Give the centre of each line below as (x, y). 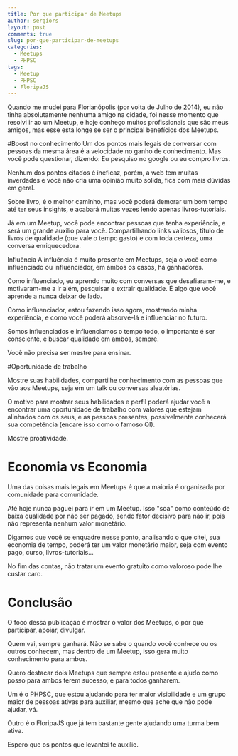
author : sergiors (33, 21)
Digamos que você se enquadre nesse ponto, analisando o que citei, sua (114, 537)
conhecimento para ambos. (48, 659)
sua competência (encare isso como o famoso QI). (81, 424)
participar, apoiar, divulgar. (47, 630)
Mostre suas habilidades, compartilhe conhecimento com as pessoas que (115, 380)
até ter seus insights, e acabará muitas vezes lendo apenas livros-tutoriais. (117, 209)
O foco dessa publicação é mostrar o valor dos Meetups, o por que (106, 623)
